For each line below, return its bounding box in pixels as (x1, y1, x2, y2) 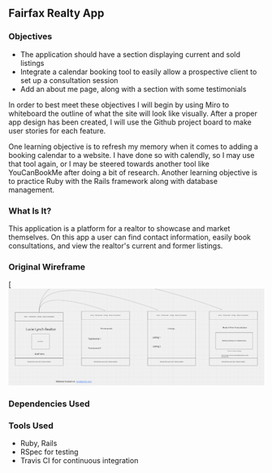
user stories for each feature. (8, 125, 106, 135)
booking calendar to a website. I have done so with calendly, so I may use (8, 150, 255, 160)
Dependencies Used (8, 398, 91, 409)
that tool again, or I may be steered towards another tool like (8, 159, 209, 169)
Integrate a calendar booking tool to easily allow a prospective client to (19, 67, 257, 77)
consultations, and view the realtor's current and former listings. (8, 240, 223, 251)
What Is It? (8, 205, 52, 217)
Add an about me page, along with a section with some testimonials (19, 84, 247, 94)
